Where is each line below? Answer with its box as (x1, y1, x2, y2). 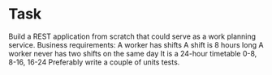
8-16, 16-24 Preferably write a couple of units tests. (8, 57, 180, 67)
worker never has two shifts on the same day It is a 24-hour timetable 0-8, (8, 48, 257, 58)
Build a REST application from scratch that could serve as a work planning (8, 31, 257, 41)
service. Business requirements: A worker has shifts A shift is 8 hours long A (8, 40, 264, 49)
